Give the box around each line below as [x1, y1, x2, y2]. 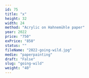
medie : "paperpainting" [5, 52, 53, 57]
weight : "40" [5, 66, 31, 71]
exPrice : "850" [5, 39, 36, 44]
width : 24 [5, 20, 25, 26]
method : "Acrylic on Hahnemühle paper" [5, 25, 85, 30]
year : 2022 [5, 30, 27, 34]
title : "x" [5, 12, 27, 16]
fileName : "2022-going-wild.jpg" [5, 47, 72, 52]
